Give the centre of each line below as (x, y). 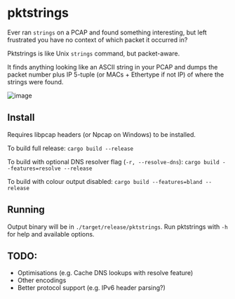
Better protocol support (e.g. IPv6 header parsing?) (92, 288)
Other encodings (42, 280)
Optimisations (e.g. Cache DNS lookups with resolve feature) (105, 273)
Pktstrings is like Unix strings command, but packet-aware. (94, 53)
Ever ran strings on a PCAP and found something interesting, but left (107, 32)
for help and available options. (51, 234)
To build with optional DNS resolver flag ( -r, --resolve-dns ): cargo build (113, 161)
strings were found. (35, 81)
